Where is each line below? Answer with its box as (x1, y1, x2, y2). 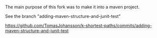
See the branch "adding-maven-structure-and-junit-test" (5, 13, 121, 19)
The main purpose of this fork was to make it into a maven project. (5, 4, 140, 10)
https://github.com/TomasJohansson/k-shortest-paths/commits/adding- (5, 23, 152, 28)
